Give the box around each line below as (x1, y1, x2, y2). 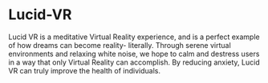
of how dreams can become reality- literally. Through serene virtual (8, 40, 231, 49)
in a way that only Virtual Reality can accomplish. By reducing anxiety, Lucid (8, 57, 260, 67)
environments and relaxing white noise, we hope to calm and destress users (8, 49, 260, 58)
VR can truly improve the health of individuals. (8, 65, 160, 75)
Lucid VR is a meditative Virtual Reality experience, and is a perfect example (8, 32, 260, 41)
